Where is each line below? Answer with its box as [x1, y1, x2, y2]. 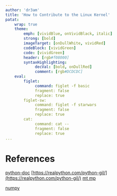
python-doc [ [5, 169, 33, 176]
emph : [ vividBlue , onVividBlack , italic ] [23, 31, 113, 36]
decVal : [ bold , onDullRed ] [35, 64, 93, 69]
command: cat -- [35, 121, 70, 127]
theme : [14, 27, 28, 32]
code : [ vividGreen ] [23, 50, 65, 55]
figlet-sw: [23, 97, 47, 103]
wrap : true [14, 21, 38, 27]
